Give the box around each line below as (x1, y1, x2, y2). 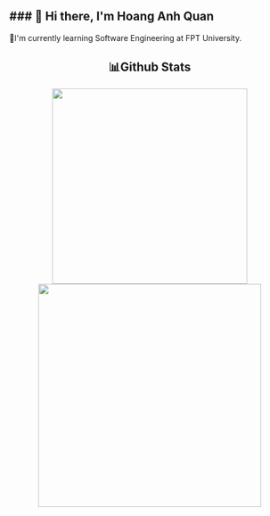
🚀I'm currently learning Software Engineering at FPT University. (9, 32, 242, 43)
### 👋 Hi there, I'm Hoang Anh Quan (9, 9, 215, 24)
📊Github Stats (108, 60, 192, 75)
